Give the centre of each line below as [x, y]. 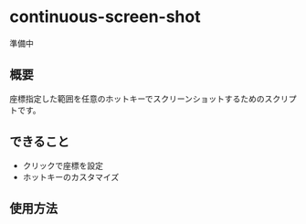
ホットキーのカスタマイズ [71, 176]
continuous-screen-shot [105, 17]
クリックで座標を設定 [63, 165]
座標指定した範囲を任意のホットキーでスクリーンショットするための [137, 99]
